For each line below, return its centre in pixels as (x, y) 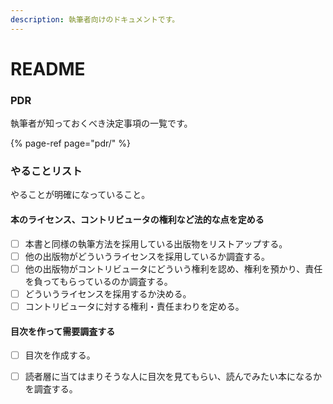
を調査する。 (51, 389)
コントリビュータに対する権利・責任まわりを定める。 (134, 306)
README (48, 68)
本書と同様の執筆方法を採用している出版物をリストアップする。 (156, 243)
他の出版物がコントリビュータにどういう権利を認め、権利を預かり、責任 (173, 268)
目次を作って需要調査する (63, 331)
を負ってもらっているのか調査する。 (98, 281)
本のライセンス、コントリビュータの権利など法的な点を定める (137, 219)
